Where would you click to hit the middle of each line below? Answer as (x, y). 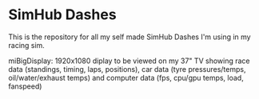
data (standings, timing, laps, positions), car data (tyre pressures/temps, (127, 69)
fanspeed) (25, 86)
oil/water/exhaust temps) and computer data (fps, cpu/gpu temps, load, (126, 77)
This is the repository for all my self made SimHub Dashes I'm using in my (129, 37)
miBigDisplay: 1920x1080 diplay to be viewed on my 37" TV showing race (129, 61)
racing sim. (27, 45)
